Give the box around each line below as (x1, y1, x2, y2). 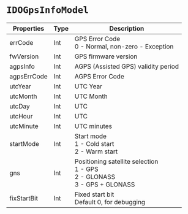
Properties (12, 24, 45, 32)
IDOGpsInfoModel (6, 4, 89, 16)
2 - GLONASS (74, 172, 116, 181)
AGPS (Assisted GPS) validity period (74, 62, 179, 71)
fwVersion (9, 52, 39, 61)
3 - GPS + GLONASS (74, 180, 135, 188)
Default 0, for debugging (74, 197, 146, 206)
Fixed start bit (74, 190, 115, 199)
